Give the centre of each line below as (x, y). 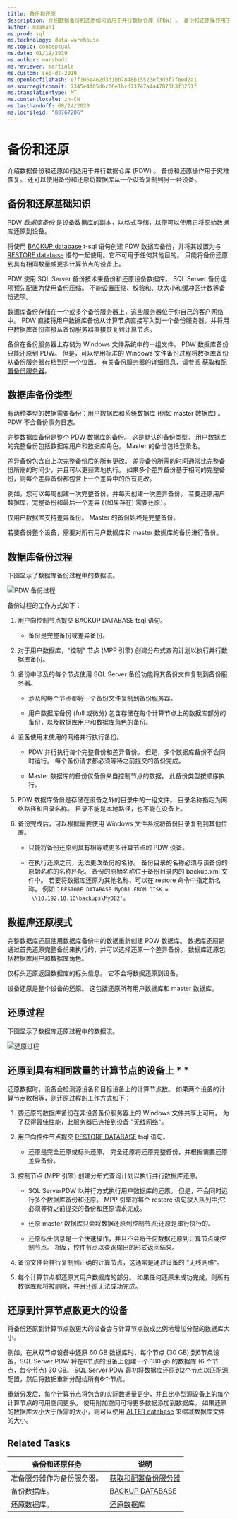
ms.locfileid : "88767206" (45, 112)
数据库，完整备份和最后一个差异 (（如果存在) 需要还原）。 (89, 503)
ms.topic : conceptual (39, 47)
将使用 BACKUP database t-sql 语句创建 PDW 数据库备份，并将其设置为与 (114, 246)
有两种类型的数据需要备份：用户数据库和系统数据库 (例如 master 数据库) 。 (116, 414)
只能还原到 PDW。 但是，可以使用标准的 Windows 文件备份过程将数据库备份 (118, 353)
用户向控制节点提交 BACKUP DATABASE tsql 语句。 (92, 621)
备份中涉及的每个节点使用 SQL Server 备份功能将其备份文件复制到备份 (119, 674)
